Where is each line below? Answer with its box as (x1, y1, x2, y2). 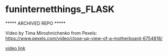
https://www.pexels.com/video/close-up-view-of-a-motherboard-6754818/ (5, 35, 163, 41)
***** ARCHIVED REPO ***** (5, 20, 66, 26)
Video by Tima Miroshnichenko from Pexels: (5, 30, 97, 36)
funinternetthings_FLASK (5, 4, 115, 15)
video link (5, 45, 26, 51)
